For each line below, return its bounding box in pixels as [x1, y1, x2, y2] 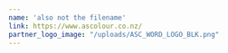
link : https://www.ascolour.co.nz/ [8, 22, 143, 31]
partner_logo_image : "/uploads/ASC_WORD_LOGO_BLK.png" [8, 30, 220, 39]
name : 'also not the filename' [8, 13, 127, 22]
